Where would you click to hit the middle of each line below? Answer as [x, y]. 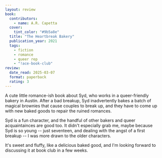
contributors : [23, 18]
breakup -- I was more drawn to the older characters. [58, 136]
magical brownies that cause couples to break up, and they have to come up [81, 106]
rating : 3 [19, 81]
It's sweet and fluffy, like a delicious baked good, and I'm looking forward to [81, 145]
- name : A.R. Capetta [35, 23]
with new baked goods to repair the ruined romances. [59, 111]
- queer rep [26, 59]
